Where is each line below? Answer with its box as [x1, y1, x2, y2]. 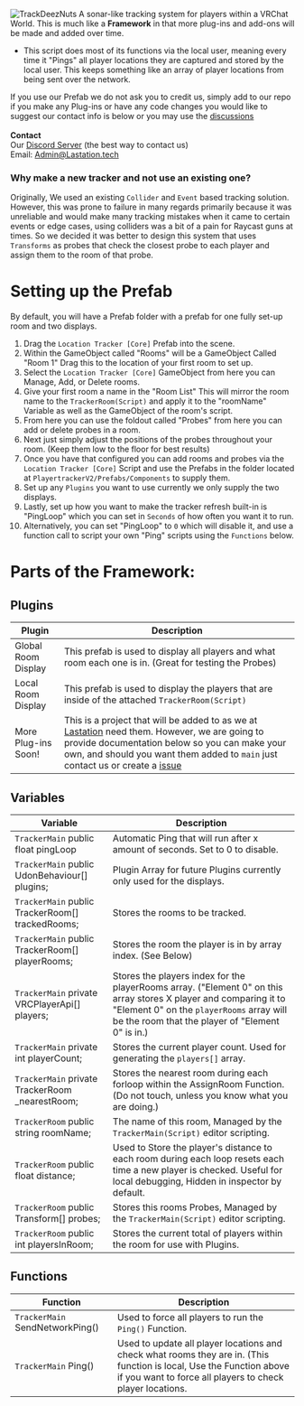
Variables [10, 790, 66, 805]
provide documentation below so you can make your [63, 737, 287, 750]
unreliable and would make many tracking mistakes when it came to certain [10, 211, 290, 222]
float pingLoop [14, 843, 78, 856]
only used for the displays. [112, 875, 225, 888]
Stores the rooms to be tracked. [112, 907, 247, 919]
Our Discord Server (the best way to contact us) [10, 140, 189, 150]
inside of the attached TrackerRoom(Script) [63, 694, 247, 706]
